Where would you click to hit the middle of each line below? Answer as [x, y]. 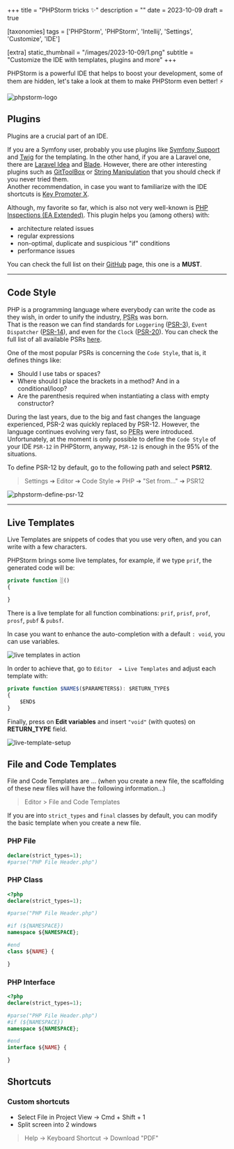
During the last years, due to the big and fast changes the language [104, 416]
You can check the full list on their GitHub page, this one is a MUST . [104, 264]
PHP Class [25, 880]
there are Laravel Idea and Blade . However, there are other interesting [107, 164]
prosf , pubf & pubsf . [36, 621]
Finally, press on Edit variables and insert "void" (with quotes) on [101, 721]
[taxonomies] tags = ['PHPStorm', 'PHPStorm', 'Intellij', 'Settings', [100, 31]
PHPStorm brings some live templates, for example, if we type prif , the [110, 560]
